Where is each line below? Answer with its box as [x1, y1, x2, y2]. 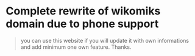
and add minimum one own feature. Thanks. [20, 43, 132, 51]
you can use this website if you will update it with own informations [20, 37, 190, 44]
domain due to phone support [5, 17, 159, 31]
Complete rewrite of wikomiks [5, 4, 161, 18]
